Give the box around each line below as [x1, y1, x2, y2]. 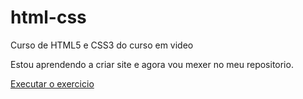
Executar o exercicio [10, 77, 95, 90]
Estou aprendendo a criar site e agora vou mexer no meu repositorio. [10, 58, 294, 70]
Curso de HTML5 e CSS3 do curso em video [10, 39, 194, 51]
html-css [10, 6, 87, 29]
